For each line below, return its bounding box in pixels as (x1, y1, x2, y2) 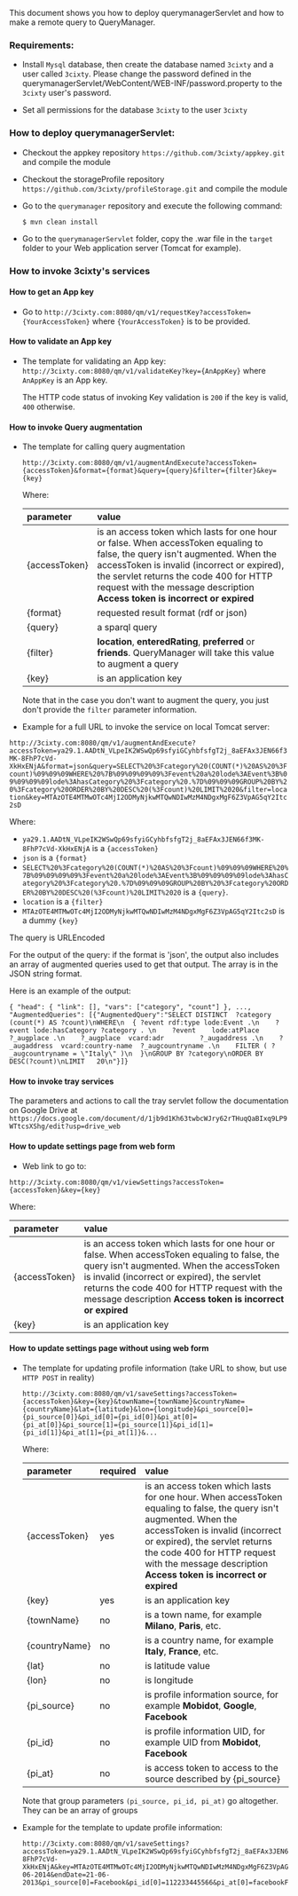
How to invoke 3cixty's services (9, 265, 151, 277)
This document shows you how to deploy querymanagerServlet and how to (9, 8, 285, 18)
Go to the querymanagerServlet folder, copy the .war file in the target (21, 233, 273, 243)
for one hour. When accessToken (145, 1490, 283, 1503)
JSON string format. (9, 968, 82, 979)
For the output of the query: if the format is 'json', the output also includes (9, 950, 279, 960)
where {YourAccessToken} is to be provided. (91, 315, 251, 327)
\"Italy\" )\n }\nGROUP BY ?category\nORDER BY (80, 1049, 264, 1059)
